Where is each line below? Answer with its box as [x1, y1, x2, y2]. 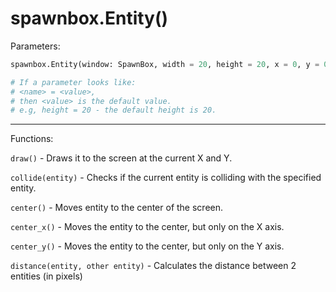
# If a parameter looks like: [10, 77, 137, 87]
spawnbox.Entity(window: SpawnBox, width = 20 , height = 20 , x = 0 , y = [10, 59, 320, 69]
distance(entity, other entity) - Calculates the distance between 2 [10, 260, 297, 272]
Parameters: [10, 40, 61, 52]
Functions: [10, 133, 54, 145]
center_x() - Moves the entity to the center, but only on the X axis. [10, 221, 285, 233]
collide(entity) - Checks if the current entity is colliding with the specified [10, 172, 322, 184]
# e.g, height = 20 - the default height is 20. [10, 105, 217, 116]
